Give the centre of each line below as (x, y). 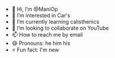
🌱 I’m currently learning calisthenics (55, 22)
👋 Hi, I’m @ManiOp (35, 9)
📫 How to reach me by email (47, 35)
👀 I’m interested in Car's (41, 15)
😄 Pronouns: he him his (41, 43)
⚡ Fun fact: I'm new (35, 50)
